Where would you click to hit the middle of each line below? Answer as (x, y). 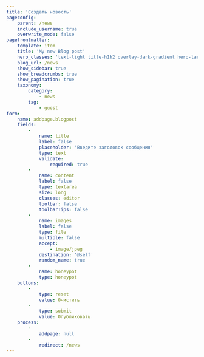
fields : (27, 125)
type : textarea (58, 187)
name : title (54, 136)
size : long (53, 192)
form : (13, 114)
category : (40, 91)
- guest (49, 108)
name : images (55, 221)
